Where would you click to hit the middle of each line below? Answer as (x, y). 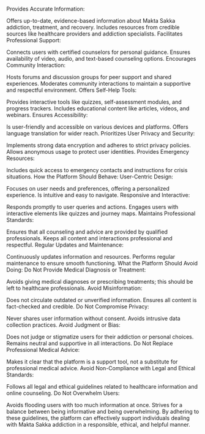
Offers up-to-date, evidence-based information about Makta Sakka (91, 21)
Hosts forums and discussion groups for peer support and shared (89, 77)
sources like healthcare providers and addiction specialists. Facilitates (95, 34)
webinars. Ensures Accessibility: (47, 115)
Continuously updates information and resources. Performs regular (91, 257)
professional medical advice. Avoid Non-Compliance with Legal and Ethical (101, 368)
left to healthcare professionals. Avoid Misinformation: (74, 288)
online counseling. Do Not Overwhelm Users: (63, 393)
